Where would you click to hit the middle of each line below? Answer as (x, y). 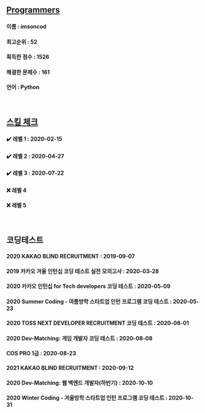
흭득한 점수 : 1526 (28, 57)
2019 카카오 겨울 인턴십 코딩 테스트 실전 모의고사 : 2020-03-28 (83, 271)
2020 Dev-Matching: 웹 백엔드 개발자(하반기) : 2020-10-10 (80, 382)
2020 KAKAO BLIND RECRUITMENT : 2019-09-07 (71, 256)
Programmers (33, 10)
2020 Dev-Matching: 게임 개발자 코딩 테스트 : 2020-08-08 (80, 338)
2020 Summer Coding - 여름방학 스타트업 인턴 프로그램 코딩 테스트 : (89, 301)
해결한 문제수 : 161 (28, 72)
